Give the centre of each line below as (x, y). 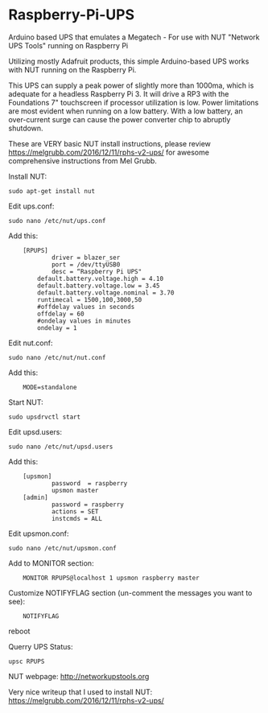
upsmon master (75, 490)
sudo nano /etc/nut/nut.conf (57, 357)
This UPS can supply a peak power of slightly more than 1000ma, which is (131, 85)
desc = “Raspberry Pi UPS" (97, 271)
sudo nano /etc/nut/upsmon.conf (62, 548)
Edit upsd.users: (35, 431)
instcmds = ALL (77, 518)
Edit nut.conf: (31, 343)
